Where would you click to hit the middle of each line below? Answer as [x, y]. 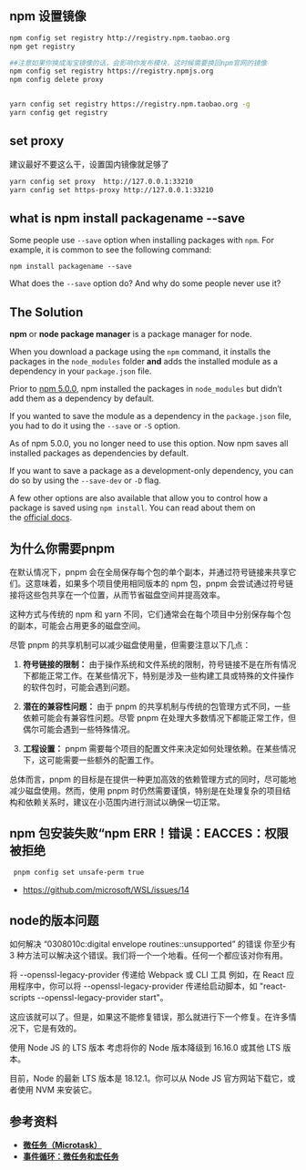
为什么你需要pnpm [62, 548]
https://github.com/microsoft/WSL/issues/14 [106, 889]
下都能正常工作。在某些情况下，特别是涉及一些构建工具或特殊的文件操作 [158, 675]
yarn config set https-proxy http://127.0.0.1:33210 [112, 190]
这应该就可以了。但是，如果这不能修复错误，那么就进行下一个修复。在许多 [149, 1017]
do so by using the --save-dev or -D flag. [86, 480]
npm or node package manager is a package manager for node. [131, 334]
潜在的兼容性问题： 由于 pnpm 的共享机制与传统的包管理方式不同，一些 [157, 706]
